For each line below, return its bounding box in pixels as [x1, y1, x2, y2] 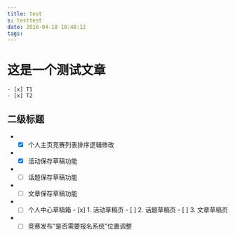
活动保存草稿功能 [27, 157, 78, 165]
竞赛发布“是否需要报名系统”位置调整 [27, 222, 132, 231]
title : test [7, 10, 42, 18]
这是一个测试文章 [7, 63, 107, 78]
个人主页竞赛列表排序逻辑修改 [27, 141, 114, 148]
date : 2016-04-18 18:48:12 [7, 23, 86, 30]
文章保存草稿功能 [27, 189, 78, 198]
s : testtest [7, 17, 42, 24]
